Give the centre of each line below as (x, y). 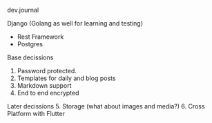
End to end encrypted (48, 93)
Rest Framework (40, 37)
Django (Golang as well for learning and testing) (75, 23)
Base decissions (30, 57)
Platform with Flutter (36, 114)
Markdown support (44, 85)
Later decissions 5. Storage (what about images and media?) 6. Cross (106, 106)
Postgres (30, 44)
